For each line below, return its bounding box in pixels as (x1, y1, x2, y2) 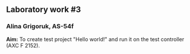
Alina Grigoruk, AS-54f (6, 22, 74, 31)
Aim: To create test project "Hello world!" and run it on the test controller (6, 35, 185, 43)
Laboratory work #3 (6, 5, 81, 15)
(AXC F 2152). (6, 42, 40, 49)
